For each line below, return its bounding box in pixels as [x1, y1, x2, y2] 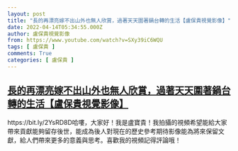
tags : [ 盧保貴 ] [7, 43, 55, 50]
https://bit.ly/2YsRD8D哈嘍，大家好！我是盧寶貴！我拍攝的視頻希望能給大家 [7, 118, 228, 126]
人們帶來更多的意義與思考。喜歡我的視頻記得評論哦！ [25, 135, 181, 144]
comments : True [7, 50, 52, 57]
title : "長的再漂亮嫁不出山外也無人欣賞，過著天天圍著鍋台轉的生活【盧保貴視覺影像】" [7, 17, 232, 24]
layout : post [7, 10, 46, 18]
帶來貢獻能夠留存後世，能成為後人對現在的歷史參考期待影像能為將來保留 [7, 127, 218, 135]
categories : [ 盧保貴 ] [7, 57, 74, 64]
